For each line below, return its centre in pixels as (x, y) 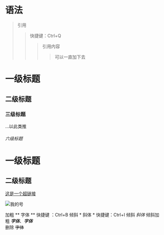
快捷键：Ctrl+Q (45, 35)
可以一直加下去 (70, 57)
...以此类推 (16, 126)
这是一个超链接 (20, 193)
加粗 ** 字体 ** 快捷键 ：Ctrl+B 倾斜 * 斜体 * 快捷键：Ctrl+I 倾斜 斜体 (75, 215)
